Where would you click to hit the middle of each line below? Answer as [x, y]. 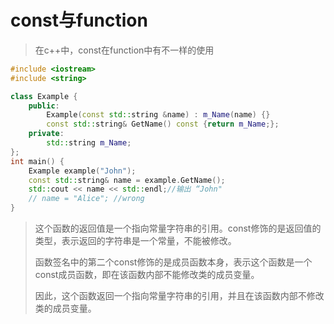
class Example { [44, 96]
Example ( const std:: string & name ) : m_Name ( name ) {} [158, 115]
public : [44, 106]
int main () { [37, 161]
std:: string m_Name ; [89, 143]
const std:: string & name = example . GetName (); [127, 180]
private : [46, 134]
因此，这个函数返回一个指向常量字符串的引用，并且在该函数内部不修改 [179, 296]
